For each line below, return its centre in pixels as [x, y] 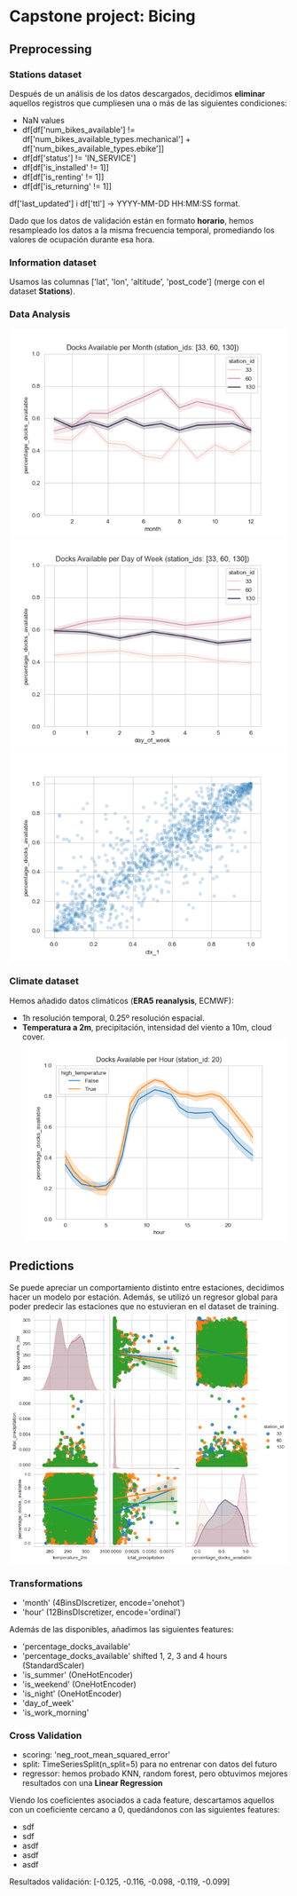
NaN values [43, 120]
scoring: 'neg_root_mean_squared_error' [96, 1755]
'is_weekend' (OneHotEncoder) [79, 1684]
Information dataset [53, 262]
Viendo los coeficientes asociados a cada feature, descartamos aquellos [142, 1800]
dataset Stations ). [42, 291]
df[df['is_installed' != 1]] [65, 167]
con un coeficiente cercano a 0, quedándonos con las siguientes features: [145, 1810]
